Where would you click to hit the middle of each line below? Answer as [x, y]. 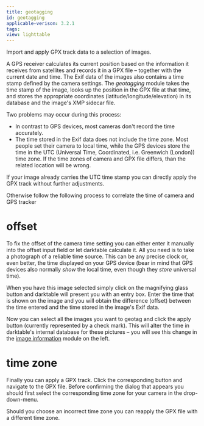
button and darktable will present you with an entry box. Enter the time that [100, 294]
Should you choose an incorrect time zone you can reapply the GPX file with [102, 411]
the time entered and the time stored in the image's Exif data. [83, 307]
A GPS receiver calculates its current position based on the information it [97, 64]
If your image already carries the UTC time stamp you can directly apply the [101, 177]
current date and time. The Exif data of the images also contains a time [95, 77]
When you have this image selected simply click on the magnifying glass [97, 288]
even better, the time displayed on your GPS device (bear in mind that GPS [100, 263]
